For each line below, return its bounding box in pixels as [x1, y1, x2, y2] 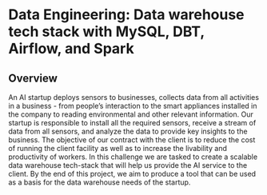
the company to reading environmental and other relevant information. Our [8, 109, 254, 119]
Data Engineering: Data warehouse [8, 6, 245, 24]
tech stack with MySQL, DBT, [8, 22, 205, 41]
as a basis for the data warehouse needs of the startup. [8, 177, 191, 187]
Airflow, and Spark [8, 40, 134, 58]
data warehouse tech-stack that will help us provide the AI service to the [8, 161, 248, 169]
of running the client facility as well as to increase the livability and [8, 144, 228, 153]
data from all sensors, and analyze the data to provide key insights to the [8, 126, 248, 136]
